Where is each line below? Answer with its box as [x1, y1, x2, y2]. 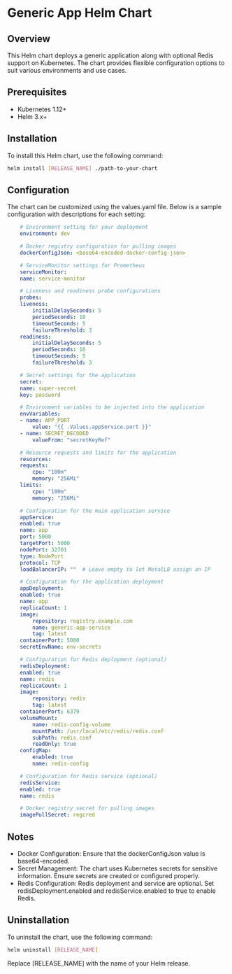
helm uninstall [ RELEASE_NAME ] [7, 946, 99, 953]
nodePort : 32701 [20, 546, 68, 553]
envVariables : [20, 411, 61, 418]
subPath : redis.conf [32, 734, 92, 741]
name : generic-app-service [32, 624, 111, 631]
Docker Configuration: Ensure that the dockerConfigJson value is [17, 849, 205, 858]
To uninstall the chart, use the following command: [7, 933, 153, 941]
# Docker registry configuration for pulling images [20, 243, 177, 250]
